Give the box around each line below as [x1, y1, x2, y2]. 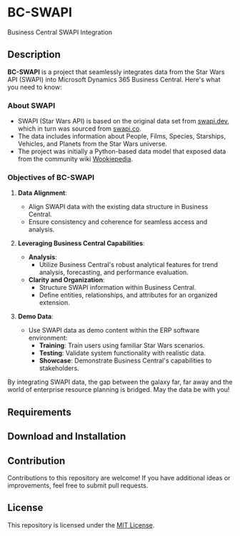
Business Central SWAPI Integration [7, 28, 113, 36]
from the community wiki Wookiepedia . [17, 155, 134, 163]
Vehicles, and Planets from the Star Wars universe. [17, 140, 168, 148]
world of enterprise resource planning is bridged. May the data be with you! [7, 385, 230, 394]
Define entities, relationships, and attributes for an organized [39, 290, 218, 300]
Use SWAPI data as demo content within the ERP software [28, 326, 200, 335]
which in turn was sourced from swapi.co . [17, 124, 141, 133]
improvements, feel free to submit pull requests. [7, 481, 149, 490]
